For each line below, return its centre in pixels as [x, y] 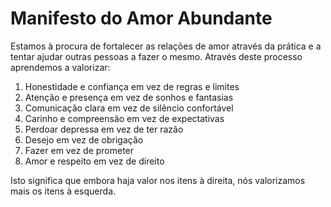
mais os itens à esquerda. [63, 191]
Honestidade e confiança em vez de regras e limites [132, 86]
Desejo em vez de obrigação [84, 139]
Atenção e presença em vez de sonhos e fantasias [129, 97]
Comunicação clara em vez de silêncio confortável [129, 108]
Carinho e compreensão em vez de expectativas [124, 118]
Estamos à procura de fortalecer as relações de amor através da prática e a [166, 46]
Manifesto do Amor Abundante [141, 18]
